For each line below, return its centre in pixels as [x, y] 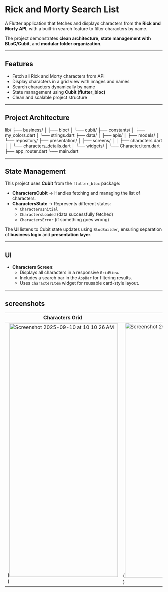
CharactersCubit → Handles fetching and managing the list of [76, 193]
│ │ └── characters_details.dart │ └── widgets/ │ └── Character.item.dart [82, 146]
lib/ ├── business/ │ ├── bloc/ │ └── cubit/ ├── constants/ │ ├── [75, 130]
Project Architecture [37, 118]
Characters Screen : [33, 267]
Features [19, 64]
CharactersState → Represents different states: [62, 204]
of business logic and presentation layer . [48, 235]
